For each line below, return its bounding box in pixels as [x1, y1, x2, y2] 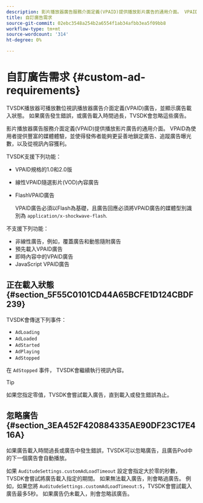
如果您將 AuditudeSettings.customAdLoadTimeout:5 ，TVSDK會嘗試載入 [16, 482, 192, 490]
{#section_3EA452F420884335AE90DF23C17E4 [6, 421, 196, 431]
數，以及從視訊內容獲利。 [6, 140, 70, 147]
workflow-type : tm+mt [6, 25, 61, 32]
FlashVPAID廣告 [14, 192, 55, 199]
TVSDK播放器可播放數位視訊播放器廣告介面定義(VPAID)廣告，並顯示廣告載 [6, 104, 192, 112]
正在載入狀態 [6, 280, 54, 290]
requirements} [6, 84, 80, 98]
